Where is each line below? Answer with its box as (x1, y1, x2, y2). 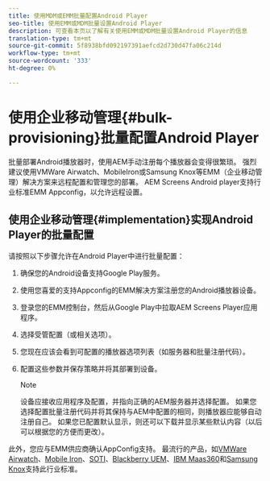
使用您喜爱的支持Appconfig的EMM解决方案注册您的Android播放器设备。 (19, 285, 261, 295)
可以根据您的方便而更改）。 (19, 426, 109, 436)
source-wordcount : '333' (8, 57, 92, 65)
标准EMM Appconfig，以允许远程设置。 (15, 187, 147, 197)
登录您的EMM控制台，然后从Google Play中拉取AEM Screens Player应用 (19, 302, 258, 312)
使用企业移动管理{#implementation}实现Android (8, 213, 254, 226)
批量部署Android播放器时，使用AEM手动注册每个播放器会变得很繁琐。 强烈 (8, 156, 257, 166)
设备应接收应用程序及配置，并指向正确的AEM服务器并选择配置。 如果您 (19, 396, 257, 406)
